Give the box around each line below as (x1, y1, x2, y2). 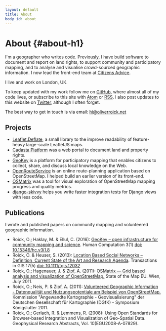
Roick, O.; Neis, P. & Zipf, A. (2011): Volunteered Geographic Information (12, 284, 158, 290)
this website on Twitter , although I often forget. (5, 99, 100, 105)
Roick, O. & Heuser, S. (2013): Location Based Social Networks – (12, 252, 143, 258)
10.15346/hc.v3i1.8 (12, 247, 50, 252)
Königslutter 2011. (12, 304, 48, 310)
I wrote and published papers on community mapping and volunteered (5, 221, 148, 227)
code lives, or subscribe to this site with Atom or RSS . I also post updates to (5, 94, 159, 100)
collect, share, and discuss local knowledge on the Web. (12, 163, 127, 168)
